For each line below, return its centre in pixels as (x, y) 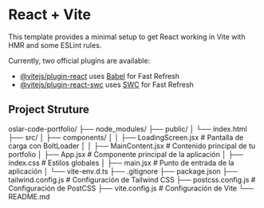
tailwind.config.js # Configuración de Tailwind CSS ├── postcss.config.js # (132, 179)
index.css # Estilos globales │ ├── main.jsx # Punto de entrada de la (121, 163)
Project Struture (49, 110)
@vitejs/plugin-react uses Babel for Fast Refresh (100, 76)
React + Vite (50, 15)
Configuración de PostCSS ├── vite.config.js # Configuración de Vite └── (131, 188)
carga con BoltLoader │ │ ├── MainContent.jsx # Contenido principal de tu (132, 146)
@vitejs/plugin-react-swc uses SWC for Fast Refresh (106, 84)
